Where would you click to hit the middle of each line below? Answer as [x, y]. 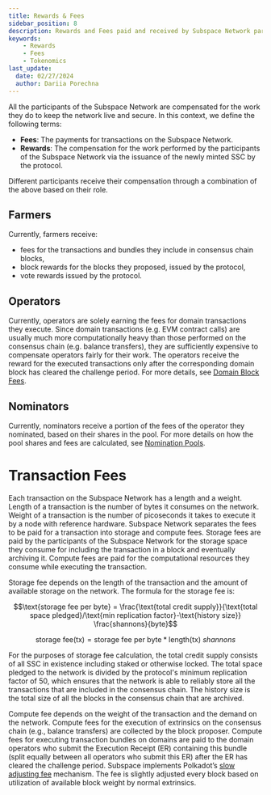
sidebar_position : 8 [43, 23]
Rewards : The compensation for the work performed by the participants [140, 148]
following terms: [35, 124]
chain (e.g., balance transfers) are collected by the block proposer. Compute [135, 731]
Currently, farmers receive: [53, 235]
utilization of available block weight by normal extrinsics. [102, 782]
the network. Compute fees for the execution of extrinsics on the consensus [135, 722]
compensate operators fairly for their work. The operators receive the [124, 355]
